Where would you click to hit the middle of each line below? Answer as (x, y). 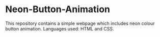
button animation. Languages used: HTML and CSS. (60, 28)
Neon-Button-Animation (58, 9)
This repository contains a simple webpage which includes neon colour (80, 23)
